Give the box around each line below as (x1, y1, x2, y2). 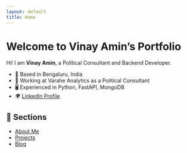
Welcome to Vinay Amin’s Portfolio (6, 40, 182, 53)
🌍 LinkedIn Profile (14, 93, 61, 100)
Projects (14, 134, 36, 141)
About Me (14, 128, 40, 135)
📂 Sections (6, 112, 47, 122)
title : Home (6, 14, 36, 20)
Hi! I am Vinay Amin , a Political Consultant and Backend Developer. (6, 59, 172, 66)
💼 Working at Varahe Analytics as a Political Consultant (14, 77, 150, 84)
